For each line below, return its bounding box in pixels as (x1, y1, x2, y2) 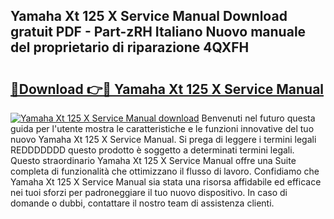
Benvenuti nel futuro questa (201, 112, 316, 124)
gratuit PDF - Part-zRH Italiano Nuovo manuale (10, 24, 307, 41)
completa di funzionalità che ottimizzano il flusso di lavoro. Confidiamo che (10, 165, 320, 177)
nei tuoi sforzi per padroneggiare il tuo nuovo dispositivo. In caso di (10, 187, 288, 198)
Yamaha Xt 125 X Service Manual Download (10, 8, 288, 25)
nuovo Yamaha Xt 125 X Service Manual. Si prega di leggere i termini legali (10, 134, 317, 145)
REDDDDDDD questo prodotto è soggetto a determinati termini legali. (10, 144, 295, 156)
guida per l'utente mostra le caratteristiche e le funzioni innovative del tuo (10, 123, 315, 134)
